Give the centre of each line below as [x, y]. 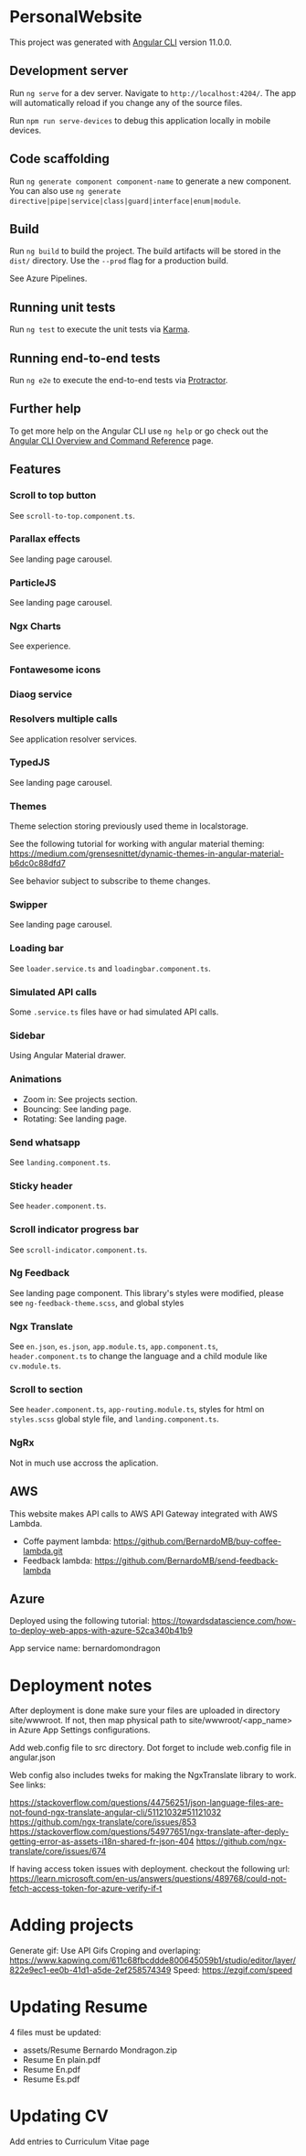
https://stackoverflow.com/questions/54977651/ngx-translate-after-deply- [149, 1832]
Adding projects [72, 1925]
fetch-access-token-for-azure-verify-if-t [86, 1888]
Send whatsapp [45, 1142]
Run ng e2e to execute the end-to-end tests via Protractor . [119, 380]
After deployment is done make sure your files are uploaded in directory [145, 1711]
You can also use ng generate [65, 190]
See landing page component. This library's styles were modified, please [147, 1293]
